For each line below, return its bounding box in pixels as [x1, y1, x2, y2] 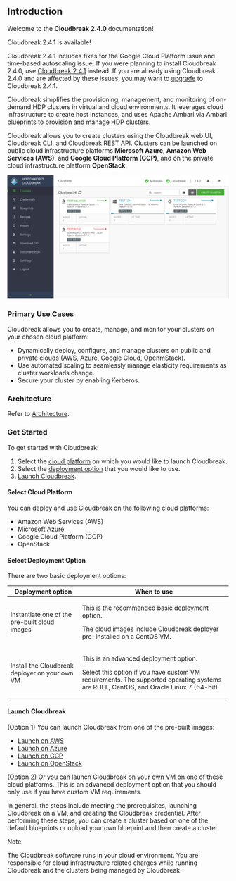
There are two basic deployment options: [7, 572, 126, 580]
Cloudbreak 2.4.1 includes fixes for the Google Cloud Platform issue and [7, 51, 216, 60]
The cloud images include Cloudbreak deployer [81, 625, 219, 633]
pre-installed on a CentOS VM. [81, 632, 171, 640]
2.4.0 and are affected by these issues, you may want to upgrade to [7, 74, 204, 82]
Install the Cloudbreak [10, 661, 74, 670]
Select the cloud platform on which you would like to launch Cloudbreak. [17, 457, 228, 466]
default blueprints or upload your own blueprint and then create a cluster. [7, 823, 219, 832]
